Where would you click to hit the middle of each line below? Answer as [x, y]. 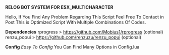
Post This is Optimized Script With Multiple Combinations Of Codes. [76, 22]
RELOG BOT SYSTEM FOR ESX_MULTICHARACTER [59, 7]
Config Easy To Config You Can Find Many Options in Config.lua [72, 47]
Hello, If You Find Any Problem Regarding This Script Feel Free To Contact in [84, 17]
